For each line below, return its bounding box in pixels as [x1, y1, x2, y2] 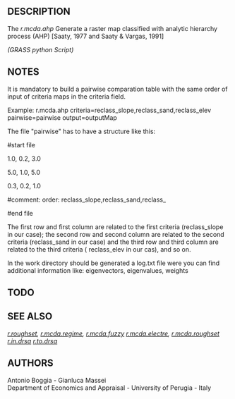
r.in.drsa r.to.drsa [7, 336, 58, 345]
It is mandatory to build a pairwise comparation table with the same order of [7, 85, 228, 93]
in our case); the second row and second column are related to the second [7, 230, 224, 238]
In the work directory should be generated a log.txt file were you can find [7, 259, 220, 267]
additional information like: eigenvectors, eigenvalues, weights [7, 266, 188, 274]
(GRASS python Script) [7, 45, 74, 54]
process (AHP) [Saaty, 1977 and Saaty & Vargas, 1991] [7, 32, 164, 40]
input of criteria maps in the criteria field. [7, 92, 126, 101]
